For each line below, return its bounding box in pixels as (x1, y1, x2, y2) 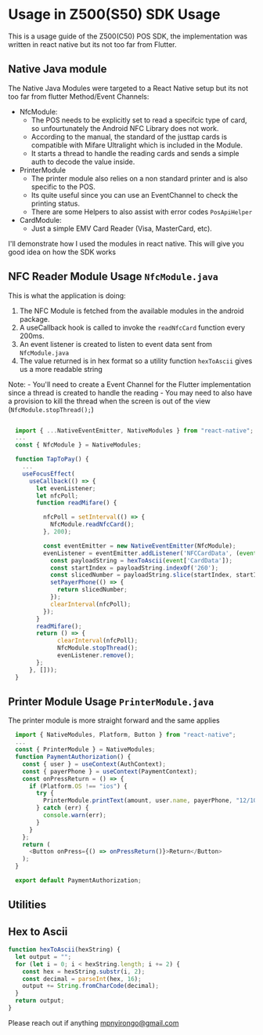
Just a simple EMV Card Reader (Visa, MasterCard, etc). (31, 224, 213, 233)
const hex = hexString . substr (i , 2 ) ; (22, 968, 146, 975)
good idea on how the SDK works (8, 247, 116, 257)
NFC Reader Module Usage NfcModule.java (8, 270, 218, 283)
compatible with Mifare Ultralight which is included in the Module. (31, 140, 243, 150)
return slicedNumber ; (57, 586, 128, 594)
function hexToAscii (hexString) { (8, 946, 121, 954)
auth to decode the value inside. (31, 157, 135, 166)
